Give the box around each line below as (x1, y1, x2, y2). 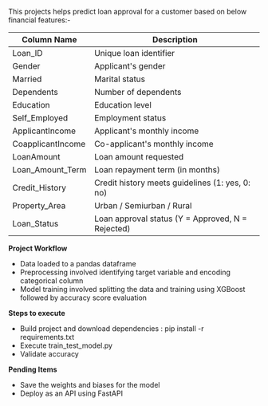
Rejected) (94, 223, 131, 234)
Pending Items (8, 365, 57, 374)
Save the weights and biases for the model (19, 380, 160, 389)
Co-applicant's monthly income (94, 139, 214, 149)
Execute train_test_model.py (19, 341, 113, 350)
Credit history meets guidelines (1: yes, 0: (94, 177, 251, 188)
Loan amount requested (94, 152, 184, 162)
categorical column (19, 276, 84, 286)
